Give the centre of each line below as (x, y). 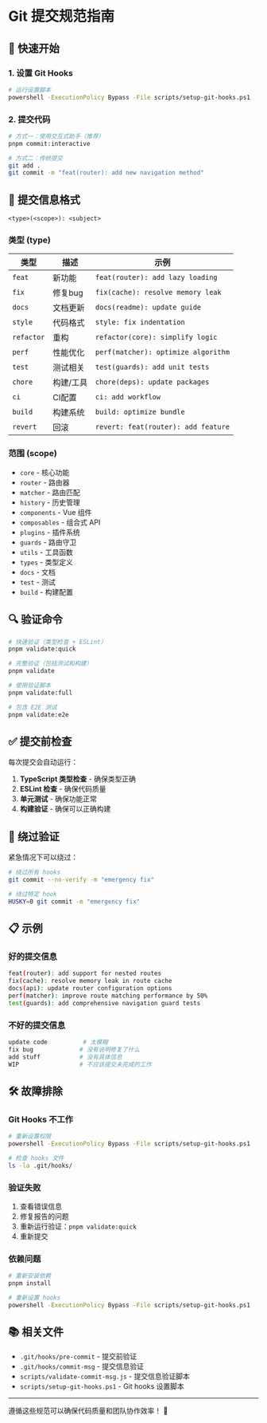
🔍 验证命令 (36, 620)
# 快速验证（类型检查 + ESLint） (58, 642)
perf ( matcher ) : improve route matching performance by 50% (108, 996)
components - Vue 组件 (56, 512)
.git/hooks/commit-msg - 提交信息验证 (82, 1366)
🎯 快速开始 (34, 48)
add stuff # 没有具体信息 (65, 1057)
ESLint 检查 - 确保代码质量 (63, 789)
